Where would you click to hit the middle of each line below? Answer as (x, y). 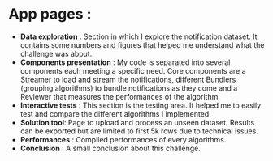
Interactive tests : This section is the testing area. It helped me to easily (141, 105)
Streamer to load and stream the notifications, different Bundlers (128, 79)
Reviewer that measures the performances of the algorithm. (120, 96)
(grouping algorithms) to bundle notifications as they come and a (129, 88)
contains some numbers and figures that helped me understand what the (142, 44)
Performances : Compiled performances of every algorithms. (123, 139)
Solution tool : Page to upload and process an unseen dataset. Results (137, 122)
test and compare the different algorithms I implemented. (115, 113)
